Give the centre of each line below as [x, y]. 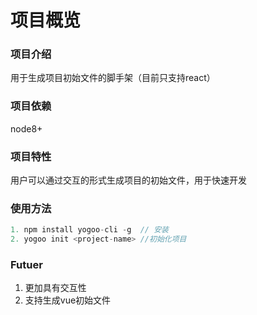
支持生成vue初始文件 [68, 300]
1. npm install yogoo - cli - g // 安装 [89, 230]
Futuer [26, 265]
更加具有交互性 [55, 288]
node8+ [26, 128]
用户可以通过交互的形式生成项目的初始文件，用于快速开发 [128, 180]
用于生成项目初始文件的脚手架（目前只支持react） [113, 78]
